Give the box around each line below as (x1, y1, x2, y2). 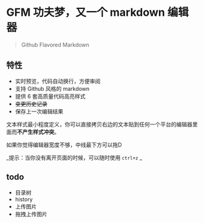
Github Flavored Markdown (21, 41, 90, 48)
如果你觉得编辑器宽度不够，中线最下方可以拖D (6, 141, 123, 148)
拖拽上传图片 (15, 210, 47, 218)
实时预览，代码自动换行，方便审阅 (15, 77, 101, 85)
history (15, 195, 33, 203)
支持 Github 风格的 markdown (15, 85, 90, 92)
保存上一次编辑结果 (15, 107, 64, 115)
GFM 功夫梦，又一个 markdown (6, 5, 165, 19)
